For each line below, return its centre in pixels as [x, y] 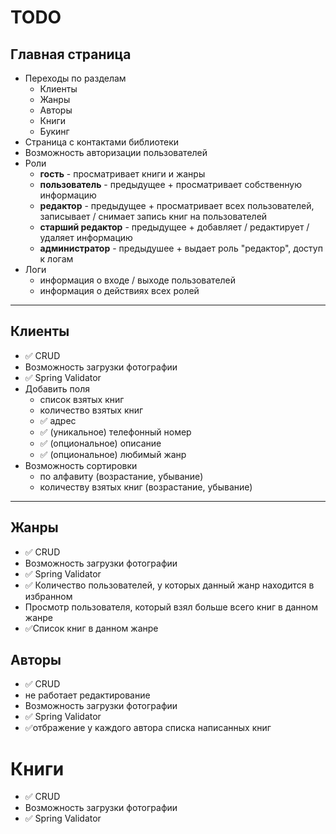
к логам [56, 259]
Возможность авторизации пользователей [116, 152]
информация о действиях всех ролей [119, 290]
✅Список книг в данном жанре [91, 628]
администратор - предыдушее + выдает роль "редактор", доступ [181, 248]
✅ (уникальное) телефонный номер [115, 432]
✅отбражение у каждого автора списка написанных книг [148, 728]
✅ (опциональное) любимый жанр [113, 454]
